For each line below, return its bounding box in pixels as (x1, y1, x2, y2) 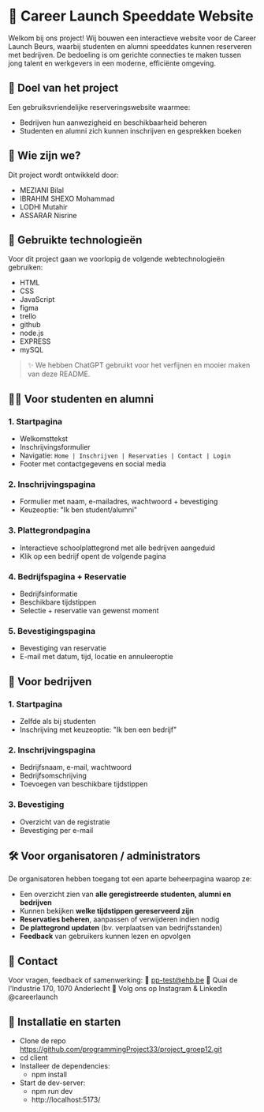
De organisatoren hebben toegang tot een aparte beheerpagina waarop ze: (8, 874, 252, 884)
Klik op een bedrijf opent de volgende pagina (19, 551, 166, 560)
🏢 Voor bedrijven (8, 675, 92, 688)
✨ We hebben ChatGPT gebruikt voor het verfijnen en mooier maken (27, 360, 251, 370)
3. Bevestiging (8, 799, 65, 810)
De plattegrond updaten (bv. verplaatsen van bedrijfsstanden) (19, 923, 223, 933)
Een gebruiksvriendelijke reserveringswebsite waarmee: (8, 102, 191, 111)
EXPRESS (19, 337, 51, 346)
